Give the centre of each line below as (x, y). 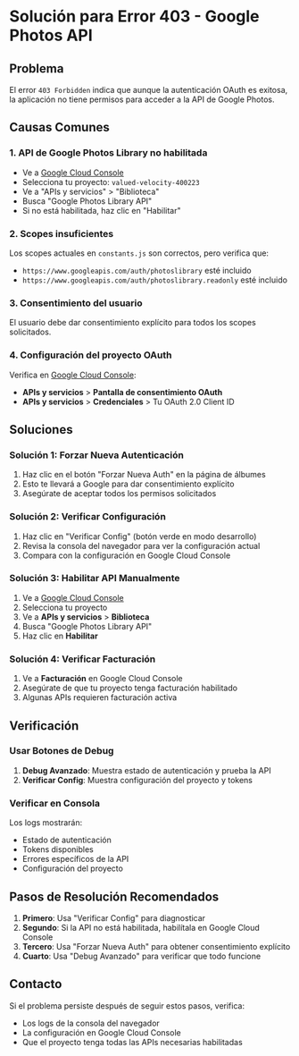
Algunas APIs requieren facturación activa (100, 697)
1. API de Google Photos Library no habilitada (108, 153)
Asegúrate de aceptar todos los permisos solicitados (119, 494)
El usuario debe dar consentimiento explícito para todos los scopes (133, 323)
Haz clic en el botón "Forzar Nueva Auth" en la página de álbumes (144, 475)
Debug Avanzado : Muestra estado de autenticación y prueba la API (146, 770)
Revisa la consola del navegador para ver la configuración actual (141, 545)
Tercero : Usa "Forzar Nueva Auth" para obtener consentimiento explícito (156, 946)
